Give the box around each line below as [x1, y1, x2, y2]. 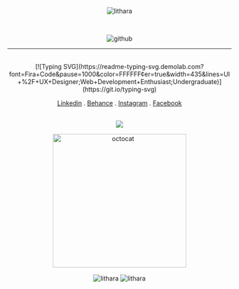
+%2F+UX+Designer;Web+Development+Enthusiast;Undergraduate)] [17, 78, 222, 85]
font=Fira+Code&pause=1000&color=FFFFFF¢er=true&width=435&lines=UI [9, 70, 230, 78]
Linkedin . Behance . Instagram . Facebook [57, 99, 182, 107]
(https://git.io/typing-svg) [82, 85, 157, 93]
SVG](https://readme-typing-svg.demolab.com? [63, 63, 204, 70]
